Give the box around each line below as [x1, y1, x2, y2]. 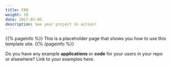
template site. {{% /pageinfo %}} [5, 41, 75, 47]
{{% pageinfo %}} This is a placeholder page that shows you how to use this [5, 36, 166, 42]
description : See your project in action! [5, 21, 97, 27]
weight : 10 [5, 12, 29, 17]
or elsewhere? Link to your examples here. [5, 56, 94, 62]
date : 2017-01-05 [5, 17, 42, 22]
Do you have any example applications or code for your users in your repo [5, 51, 163, 57]
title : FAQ [5, 7, 29, 13]
